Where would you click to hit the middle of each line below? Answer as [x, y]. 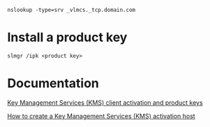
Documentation [53, 84]
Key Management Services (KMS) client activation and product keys [105, 102]
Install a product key [67, 37]
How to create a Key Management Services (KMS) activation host [101, 116]
